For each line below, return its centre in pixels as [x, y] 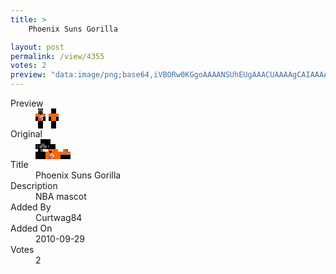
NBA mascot [61, 196]
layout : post [37, 47]
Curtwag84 [59, 217]
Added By [31, 207]
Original [26, 134]
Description [34, 185]
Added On [31, 228]
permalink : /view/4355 [57, 56]
